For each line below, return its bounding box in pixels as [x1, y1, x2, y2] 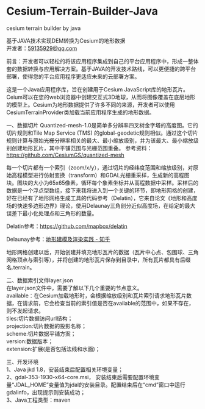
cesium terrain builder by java [6, 24, 81, 32]
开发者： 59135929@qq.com [6, 44, 77, 52]
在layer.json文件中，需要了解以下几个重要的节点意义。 [6, 284, 143, 291]
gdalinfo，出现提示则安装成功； [6, 388, 86, 396]
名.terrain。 [6, 263, 35, 271]
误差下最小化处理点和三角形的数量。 [6, 209, 98, 217]
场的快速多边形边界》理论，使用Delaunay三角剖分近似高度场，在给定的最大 [6, 202, 196, 209]
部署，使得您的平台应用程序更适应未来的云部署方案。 [6, 73, 140, 80]
